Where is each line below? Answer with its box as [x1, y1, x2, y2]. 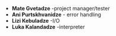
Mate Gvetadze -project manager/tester [11, 5, 110, 12]
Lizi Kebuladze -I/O [11, 17, 60, 24]
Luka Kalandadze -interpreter [11, 23, 85, 30]
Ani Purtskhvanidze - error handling [11, 11, 102, 18]
